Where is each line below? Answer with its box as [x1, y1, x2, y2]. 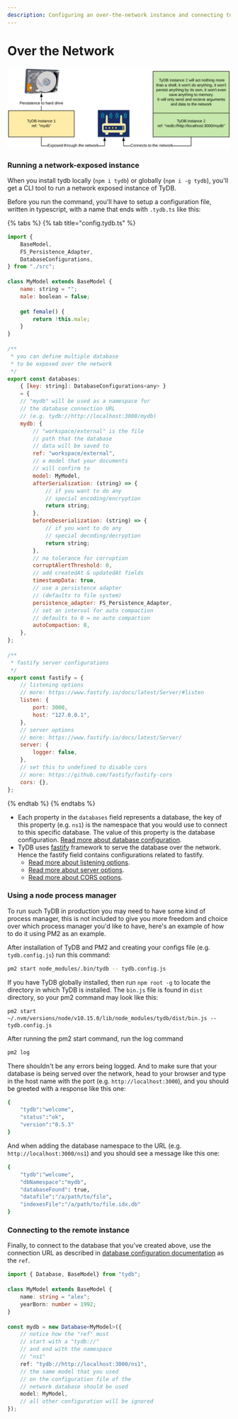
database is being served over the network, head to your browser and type [7, 1069, 227, 1078]
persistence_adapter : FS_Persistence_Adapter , [33, 599, 173, 606]
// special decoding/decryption [45, 532, 141, 539]
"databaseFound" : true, [20, 1186, 91, 1193]
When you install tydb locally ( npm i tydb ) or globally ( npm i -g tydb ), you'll [7, 176, 229, 184]
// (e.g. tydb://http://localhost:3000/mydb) [20, 412, 157, 419]
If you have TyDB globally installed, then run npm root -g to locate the [7, 978, 211, 986]
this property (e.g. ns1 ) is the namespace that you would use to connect [17, 820, 228, 829]
